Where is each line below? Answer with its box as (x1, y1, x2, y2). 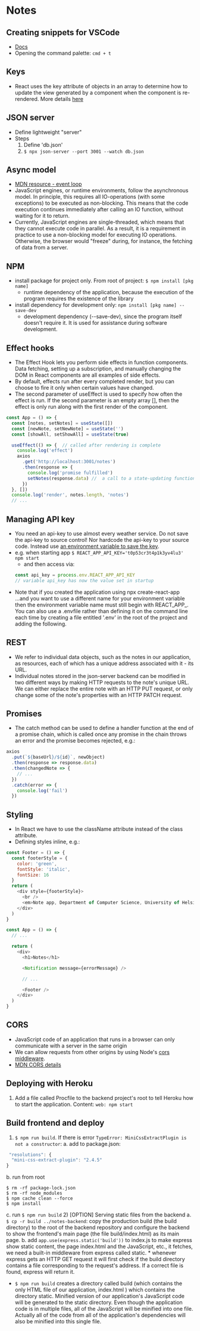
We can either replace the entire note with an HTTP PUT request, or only (14, 685, 193, 692)
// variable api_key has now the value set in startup (14, 577, 154, 584)
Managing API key (6, 514, 75, 524)
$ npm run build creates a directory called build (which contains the (14, 1280, 183, 1287)
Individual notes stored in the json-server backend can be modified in (14, 672, 186, 679)
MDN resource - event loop (14, 180, 82, 188)
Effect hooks (6, 343, 55, 353)
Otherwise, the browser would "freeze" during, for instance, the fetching (14, 238, 193, 245)
